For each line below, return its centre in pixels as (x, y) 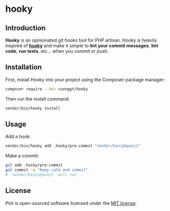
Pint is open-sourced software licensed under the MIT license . (71, 203)
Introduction (26, 28)
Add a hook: (18, 137)
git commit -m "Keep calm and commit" (47, 170)
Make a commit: (22, 156)
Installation (24, 67)
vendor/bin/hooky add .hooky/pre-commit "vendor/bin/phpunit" (73, 146)
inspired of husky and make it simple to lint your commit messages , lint (82, 46)
